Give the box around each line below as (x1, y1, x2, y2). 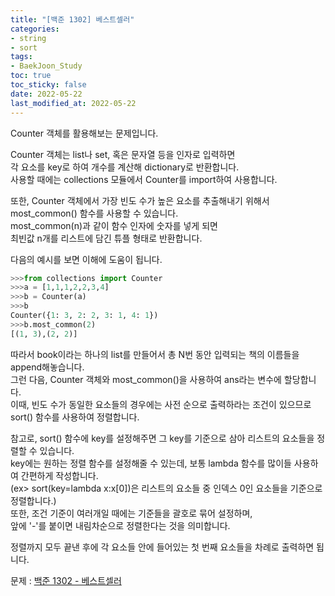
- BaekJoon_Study (10, 61, 83, 71)
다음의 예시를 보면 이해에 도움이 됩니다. (10, 253, 163, 265)
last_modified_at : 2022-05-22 (10, 98, 137, 108)
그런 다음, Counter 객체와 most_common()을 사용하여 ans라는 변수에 (10, 373, 282, 385)
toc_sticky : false (10, 80, 87, 90)
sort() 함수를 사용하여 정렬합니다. (10, 411, 140, 423)
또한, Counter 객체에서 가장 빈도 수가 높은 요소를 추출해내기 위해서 (10, 194, 270, 206)
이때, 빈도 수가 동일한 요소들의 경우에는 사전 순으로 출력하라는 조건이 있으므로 (10, 398, 312, 410)
